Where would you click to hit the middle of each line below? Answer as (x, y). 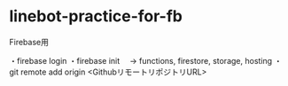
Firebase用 (29, 42)
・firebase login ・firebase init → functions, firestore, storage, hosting (141, 60)
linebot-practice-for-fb (96, 16)
